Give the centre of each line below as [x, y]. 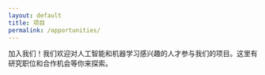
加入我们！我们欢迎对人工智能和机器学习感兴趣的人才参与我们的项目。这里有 [133, 54]
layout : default [35, 15]
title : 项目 [26, 23]
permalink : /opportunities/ [55, 30]
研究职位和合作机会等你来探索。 [60, 63]
